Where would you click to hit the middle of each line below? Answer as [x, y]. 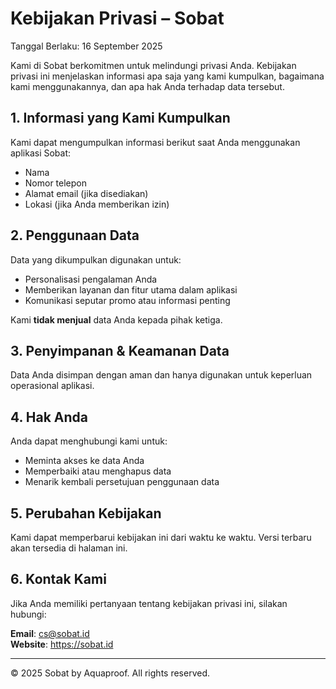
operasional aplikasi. [52, 386]
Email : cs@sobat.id [50, 633]
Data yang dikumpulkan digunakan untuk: [96, 259]
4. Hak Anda [49, 417]
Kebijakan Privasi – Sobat [117, 18]
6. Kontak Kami [58, 579]
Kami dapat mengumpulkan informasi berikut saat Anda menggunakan [155, 142]
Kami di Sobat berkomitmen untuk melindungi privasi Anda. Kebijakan [153, 65]
